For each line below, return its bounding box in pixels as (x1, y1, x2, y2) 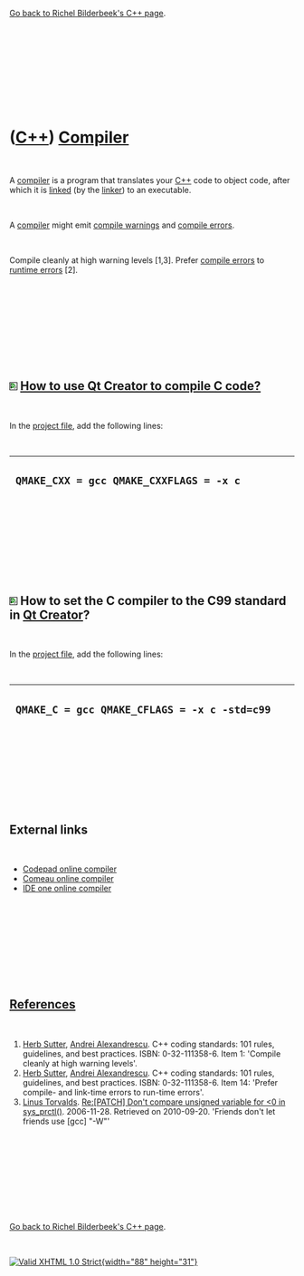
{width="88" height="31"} (100, 1256, 198, 1267)
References (9, 997, 76, 1012)
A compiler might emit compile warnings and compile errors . (9, 219, 235, 230)
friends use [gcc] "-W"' (22, 1115, 110, 1126)
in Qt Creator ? (9, 607, 90, 622)
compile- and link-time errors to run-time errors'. (22, 1086, 204, 1097)
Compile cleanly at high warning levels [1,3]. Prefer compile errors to (9, 254, 265, 266)
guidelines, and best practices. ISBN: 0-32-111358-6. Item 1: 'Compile (22, 1047, 281, 1059)
